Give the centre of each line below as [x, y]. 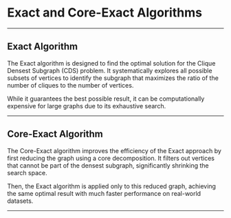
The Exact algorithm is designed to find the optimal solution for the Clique [111, 63]
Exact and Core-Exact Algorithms [105, 13]
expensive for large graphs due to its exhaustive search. [87, 106]
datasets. [20, 201]
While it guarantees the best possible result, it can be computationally [106, 99]
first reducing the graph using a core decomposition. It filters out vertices [111, 158]
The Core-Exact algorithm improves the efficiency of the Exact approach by [114, 150]
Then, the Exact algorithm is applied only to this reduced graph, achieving [112, 186]
